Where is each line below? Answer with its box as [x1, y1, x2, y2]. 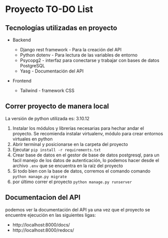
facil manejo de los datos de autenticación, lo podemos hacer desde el [12, 157, 159, 163]
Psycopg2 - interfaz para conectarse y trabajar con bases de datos [20, 57, 159, 63]
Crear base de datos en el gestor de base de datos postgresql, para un [12, 152, 159, 158]
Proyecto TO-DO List [5, 4, 94, 15]
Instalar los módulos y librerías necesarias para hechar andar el [12, 125, 144, 131]
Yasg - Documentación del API [20, 68, 84, 74]
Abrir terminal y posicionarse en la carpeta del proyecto [12, 141, 128, 147]
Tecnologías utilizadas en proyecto [5, 24, 117, 32]
